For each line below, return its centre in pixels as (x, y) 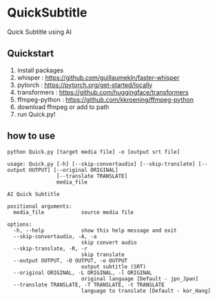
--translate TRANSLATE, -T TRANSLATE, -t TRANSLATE (89, 284)
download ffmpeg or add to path (63, 107)
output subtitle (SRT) (114, 266)
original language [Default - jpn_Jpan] (139, 279)
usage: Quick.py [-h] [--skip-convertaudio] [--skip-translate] (101, 164)
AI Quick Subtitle (33, 194)
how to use (31, 136)
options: (20, 224)
